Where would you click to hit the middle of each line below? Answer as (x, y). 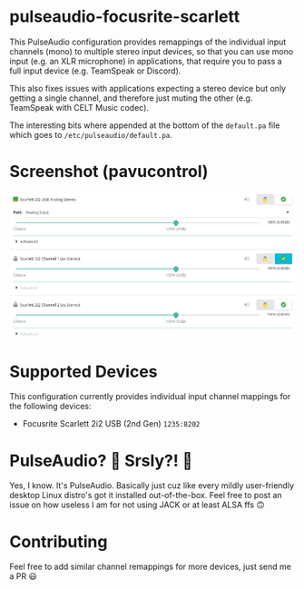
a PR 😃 (24, 576)
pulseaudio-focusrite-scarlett (125, 17)
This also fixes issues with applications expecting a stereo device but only (148, 88)
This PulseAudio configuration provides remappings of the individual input (148, 42)
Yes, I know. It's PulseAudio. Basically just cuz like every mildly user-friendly (152, 486)
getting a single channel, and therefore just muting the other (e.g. (131, 98)
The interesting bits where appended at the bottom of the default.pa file (145, 125)
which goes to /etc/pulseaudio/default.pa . (91, 134)
